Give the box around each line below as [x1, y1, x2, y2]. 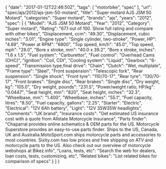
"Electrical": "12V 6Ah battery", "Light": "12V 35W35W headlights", [5, 105, 142, 111]
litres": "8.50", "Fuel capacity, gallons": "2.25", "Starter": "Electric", [5, 100, 143, 105]
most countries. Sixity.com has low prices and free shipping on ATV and [5, 137, 153, 143]
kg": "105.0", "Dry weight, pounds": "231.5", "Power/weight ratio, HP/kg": [5, 84, 155, 89]
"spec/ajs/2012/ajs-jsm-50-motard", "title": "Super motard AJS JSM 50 [5, 9, 152, 15]
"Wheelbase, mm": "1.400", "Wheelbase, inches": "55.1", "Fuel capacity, [5, 94, 153, 100]
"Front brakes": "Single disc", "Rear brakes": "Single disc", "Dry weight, [13, 78, 161, 84]
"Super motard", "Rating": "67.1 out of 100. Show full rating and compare [5, 25, 153, 31]
